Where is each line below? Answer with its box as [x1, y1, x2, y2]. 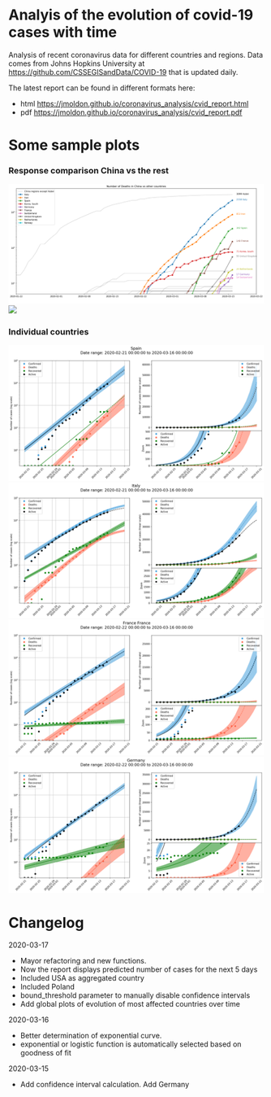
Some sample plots [8, 136, 140, 155]
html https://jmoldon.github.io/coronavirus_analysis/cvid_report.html [19, 98, 249, 108]
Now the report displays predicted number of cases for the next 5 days [19, 964, 258, 974]
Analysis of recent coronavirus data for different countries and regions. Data [8, 50, 264, 59]
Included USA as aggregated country [19, 973, 144, 983]
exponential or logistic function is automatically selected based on [19, 1039, 242, 1049]
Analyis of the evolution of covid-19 [8, 6, 254, 24]
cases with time [8, 23, 118, 42]
